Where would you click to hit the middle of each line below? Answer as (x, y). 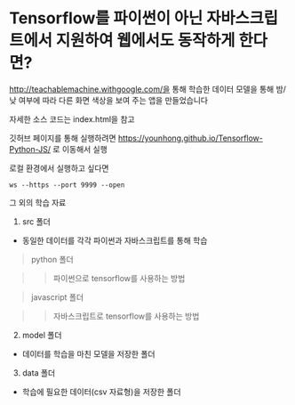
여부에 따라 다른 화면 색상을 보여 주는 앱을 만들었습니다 (113, 100)
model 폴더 (42, 335)
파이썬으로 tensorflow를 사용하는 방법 (119, 278)
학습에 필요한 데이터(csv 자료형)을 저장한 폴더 (101, 392)
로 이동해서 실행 (80, 149)
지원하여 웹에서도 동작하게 (145, 40)
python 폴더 (52, 259)
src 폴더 (36, 221)
